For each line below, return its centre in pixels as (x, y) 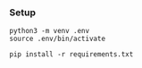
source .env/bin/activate (57, 39)
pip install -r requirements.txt (71, 55)
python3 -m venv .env (50, 31)
